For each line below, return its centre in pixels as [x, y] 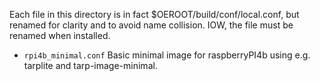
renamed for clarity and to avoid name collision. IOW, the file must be [151, 25]
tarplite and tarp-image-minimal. [90, 65]
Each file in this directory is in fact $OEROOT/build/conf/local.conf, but [154, 14]
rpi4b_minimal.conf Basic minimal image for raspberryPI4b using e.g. [167, 55]
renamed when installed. [60, 35]
